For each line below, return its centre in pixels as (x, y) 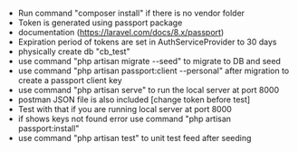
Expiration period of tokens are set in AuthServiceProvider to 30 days (147, 42)
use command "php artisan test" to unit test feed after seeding (135, 138)
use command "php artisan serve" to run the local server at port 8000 (148, 90)
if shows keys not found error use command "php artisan (125, 119)
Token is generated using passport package (100, 23)
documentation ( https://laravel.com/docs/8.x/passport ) (121, 32)
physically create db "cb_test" (74, 52)
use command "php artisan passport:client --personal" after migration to (154, 71)
